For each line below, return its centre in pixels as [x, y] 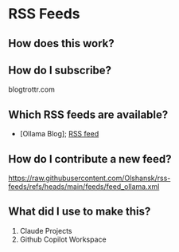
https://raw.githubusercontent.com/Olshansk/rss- [89, 178]
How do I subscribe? [60, 70]
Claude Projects [46, 230]
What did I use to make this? [80, 212]
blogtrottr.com [32, 89]
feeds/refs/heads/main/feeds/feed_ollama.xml [84, 187]
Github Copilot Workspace [63, 239]
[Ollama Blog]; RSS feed [59, 134]
